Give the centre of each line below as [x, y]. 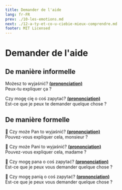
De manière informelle [40, 71]
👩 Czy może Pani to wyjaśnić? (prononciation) [53, 146]
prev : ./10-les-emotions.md [34, 19]
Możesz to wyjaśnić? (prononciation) [44, 83]
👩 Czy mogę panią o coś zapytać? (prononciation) [57, 176]
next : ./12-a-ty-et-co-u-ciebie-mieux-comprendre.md [61, 24]
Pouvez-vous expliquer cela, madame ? [46, 152]
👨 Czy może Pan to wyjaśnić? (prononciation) [53, 131]
